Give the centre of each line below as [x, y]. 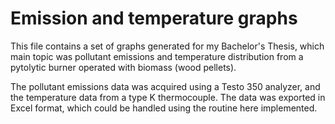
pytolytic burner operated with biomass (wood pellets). [123, 67]
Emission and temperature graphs [154, 18]
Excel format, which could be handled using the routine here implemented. [164, 108]
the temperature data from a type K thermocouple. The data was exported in [168, 97]
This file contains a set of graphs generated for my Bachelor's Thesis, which [167, 46]
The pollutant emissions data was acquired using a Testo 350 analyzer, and [165, 86]
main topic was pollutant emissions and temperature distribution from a [157, 56]
